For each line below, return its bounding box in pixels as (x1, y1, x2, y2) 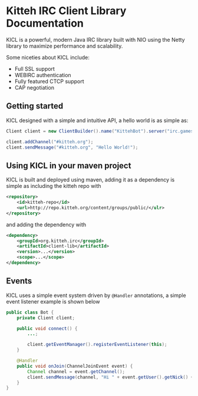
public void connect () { (16, 325, 78, 331)
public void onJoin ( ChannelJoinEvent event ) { (16, 363, 133, 369)
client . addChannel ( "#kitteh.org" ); (6, 138, 94, 145)
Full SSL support (14, 65, 55, 72)
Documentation (6, 16, 84, 30)
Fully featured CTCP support (14, 78, 84, 85)
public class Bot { (6, 309, 54, 315)
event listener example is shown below (6, 298, 100, 305)
